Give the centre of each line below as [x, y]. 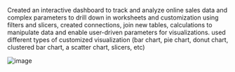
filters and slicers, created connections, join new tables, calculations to [110, 25]
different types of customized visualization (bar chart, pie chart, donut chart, [118, 40]
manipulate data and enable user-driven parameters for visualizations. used [116, 32]
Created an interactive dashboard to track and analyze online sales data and [117, 10]
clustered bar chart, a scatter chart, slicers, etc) [76, 47]
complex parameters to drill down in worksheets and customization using [113, 17]
